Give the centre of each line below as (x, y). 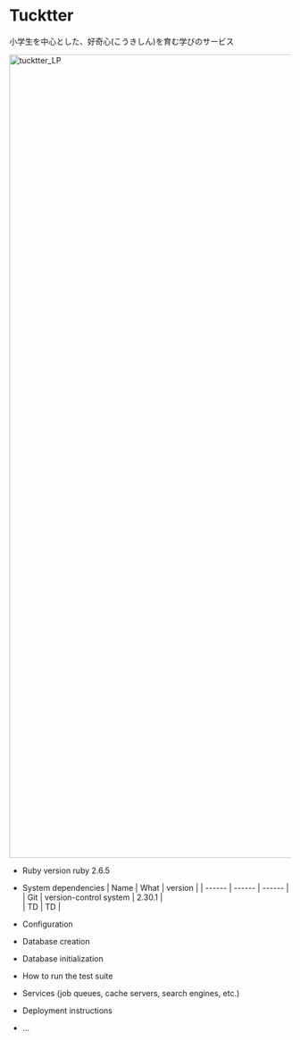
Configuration (47, 924)
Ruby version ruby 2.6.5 (66, 870)
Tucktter (42, 16)
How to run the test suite (67, 976)
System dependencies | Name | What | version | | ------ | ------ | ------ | (155, 887)
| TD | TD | (41, 906)
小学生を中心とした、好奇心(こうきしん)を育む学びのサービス (122, 41)
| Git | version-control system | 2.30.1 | (92, 897)
